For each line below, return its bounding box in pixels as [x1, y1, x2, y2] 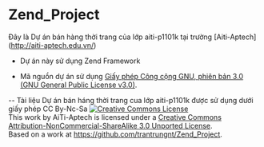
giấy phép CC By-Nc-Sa [8, 104, 88, 113]
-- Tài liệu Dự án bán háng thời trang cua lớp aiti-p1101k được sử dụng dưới [8, 95, 254, 105]
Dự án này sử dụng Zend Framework [19, 56, 141, 66]
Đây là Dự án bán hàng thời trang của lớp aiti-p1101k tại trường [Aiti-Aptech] [8, 32, 257, 42]
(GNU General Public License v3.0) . [19, 80, 138, 89]
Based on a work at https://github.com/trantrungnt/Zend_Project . [8, 129, 222, 139]
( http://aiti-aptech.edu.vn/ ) [8, 40, 97, 50]
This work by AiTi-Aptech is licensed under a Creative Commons [8, 112, 222, 121]
